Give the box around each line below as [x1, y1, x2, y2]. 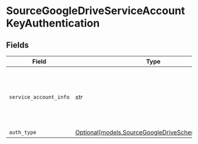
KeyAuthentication [6, 16, 100, 30]
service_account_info [9, 94, 70, 101]
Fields [6, 40, 29, 50]
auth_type [9, 129, 37, 136]
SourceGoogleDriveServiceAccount [6, 4, 186, 18]
